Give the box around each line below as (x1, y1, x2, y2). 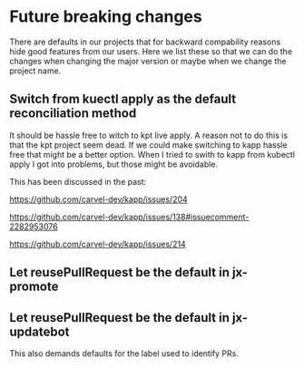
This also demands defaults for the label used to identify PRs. (9, 347, 239, 359)
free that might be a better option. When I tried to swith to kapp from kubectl (9, 149, 295, 160)
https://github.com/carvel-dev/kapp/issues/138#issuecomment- (9, 211, 250, 222)
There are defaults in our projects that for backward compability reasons (9, 36, 281, 47)
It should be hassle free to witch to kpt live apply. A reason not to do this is (9, 130, 289, 140)
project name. (9, 65, 62, 76)
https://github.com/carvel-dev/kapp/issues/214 (9, 238, 186, 249)
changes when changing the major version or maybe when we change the (9, 55, 287, 66)
